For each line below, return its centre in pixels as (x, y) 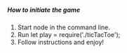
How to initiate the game (44, 10)
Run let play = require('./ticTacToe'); (69, 34)
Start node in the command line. (64, 27)
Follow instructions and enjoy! (60, 42)
